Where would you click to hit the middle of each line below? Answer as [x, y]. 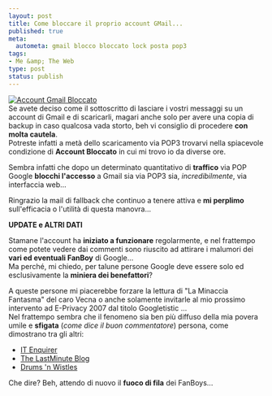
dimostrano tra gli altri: [46, 333]
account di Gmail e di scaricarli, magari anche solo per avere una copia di [131, 117]
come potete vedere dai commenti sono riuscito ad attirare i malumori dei [131, 249]
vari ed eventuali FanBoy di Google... [71, 258]
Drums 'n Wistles [49, 367]
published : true [36, 31]
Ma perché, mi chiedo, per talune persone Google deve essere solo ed [126, 266]
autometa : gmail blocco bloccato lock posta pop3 [101, 46]
